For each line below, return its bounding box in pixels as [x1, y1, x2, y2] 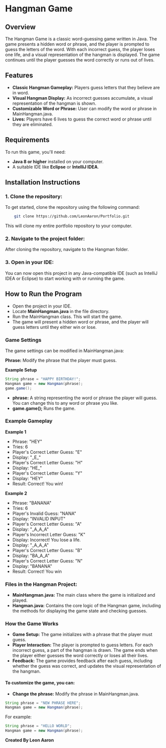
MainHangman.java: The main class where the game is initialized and [12, 592, 155, 598]
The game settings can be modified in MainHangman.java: [5, 348, 124, 354]
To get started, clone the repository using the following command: [5, 204, 140, 210]
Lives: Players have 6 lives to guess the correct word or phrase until [12, 116, 152, 122]
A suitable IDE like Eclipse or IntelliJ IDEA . [12, 164, 99, 170]
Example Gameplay [5, 418, 53, 425]
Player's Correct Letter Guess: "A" [12, 521, 82, 527]
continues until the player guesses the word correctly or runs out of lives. [5, 57, 155, 62]
